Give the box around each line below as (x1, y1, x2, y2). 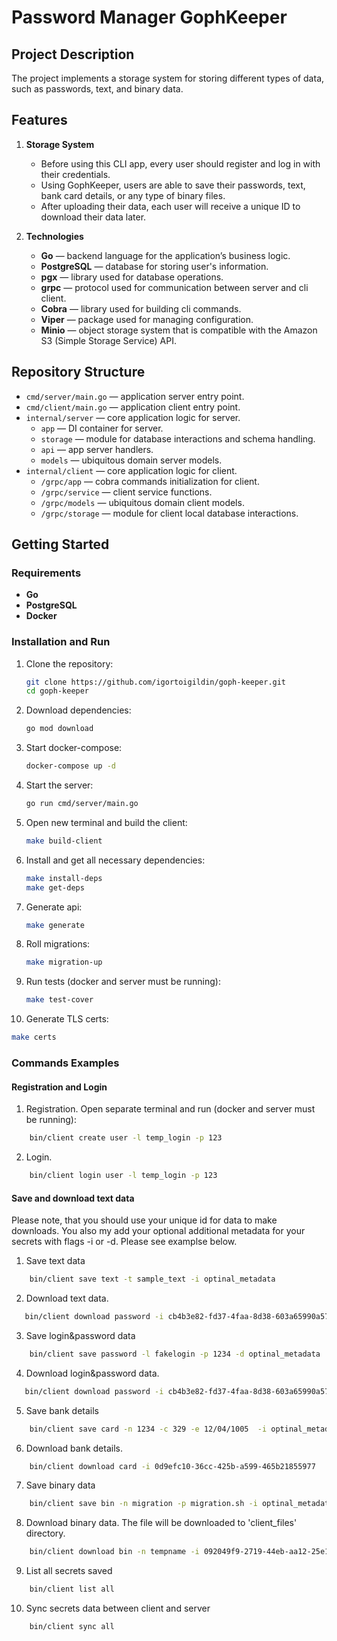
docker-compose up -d (25, 761, 116, 771)
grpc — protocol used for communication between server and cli (40, 281, 309, 293)
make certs (11, 1032, 57, 1043)
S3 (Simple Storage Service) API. (40, 334, 177, 346)
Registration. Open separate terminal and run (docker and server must (25, 1103, 316, 1115)
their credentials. (40, 168, 111, 180)
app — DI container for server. (40, 422, 164, 434)
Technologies (25, 230, 84, 242)
